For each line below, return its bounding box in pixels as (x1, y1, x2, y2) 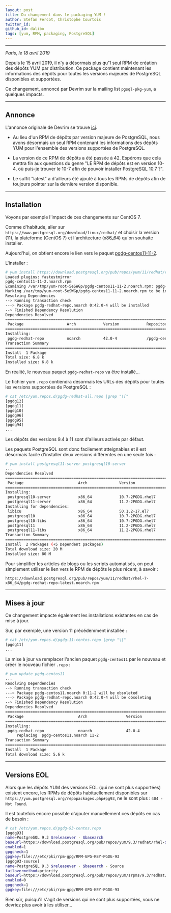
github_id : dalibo (5, 26, 44, 32)
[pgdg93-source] (5, 859, 40, 864)
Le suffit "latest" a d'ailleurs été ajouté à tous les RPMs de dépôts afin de (12, 175, 166, 181)
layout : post (5, 7, 33, 13)
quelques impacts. (5, 91, 44, 97)
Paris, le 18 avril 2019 (5, 50, 50, 56)
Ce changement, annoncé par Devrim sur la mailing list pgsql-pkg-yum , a (5, 86, 156, 92)
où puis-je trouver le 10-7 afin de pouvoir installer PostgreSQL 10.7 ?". (18, 165, 164, 172)
